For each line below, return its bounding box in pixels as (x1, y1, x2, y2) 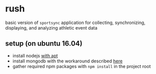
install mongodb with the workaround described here (12, 58, 123, 64)
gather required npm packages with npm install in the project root (12, 63, 151, 69)
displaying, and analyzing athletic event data (5, 24, 98, 30)
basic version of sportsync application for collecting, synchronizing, (5, 19, 146, 25)
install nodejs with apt (12, 52, 58, 58)
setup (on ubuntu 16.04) (5, 39, 83, 48)
